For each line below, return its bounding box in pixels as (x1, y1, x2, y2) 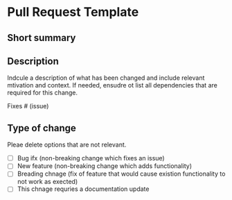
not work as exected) (17, 178, 78, 186)
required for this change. (7, 88, 78, 97)
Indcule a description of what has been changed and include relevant (7, 74, 205, 82)
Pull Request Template (7, 4, 139, 20)
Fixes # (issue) (7, 102, 49, 110)
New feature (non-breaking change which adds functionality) (17, 162, 193, 170)
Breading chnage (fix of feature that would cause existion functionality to (17, 169, 226, 178)
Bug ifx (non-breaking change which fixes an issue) (17, 154, 165, 162)
